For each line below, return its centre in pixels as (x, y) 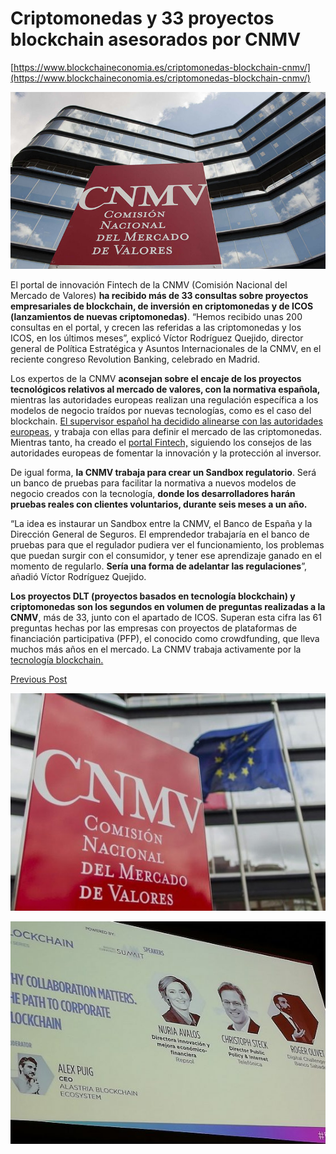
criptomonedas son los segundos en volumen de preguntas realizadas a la (168, 607)
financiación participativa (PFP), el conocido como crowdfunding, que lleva (165, 639)
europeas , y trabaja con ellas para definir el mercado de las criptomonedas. (166, 432)
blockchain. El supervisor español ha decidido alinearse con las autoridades (166, 421)
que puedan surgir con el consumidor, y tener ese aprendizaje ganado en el (166, 556)
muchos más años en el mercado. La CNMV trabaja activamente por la (156, 649)
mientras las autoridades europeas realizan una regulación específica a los (164, 400)
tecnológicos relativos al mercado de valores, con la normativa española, (165, 389)
